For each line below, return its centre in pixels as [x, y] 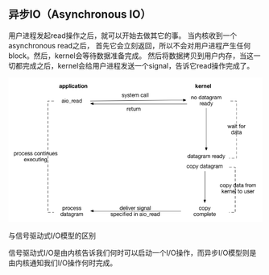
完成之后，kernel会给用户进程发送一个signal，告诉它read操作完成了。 [138, 65]
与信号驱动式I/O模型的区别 [52, 235]
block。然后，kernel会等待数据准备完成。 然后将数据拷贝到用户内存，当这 [131, 56]
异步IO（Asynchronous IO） [80, 15]
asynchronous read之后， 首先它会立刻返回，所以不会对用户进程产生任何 [130, 45]
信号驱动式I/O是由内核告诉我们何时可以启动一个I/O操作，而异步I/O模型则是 [132, 253]
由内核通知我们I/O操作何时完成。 [63, 263]
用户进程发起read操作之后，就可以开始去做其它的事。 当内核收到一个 [123, 35]
